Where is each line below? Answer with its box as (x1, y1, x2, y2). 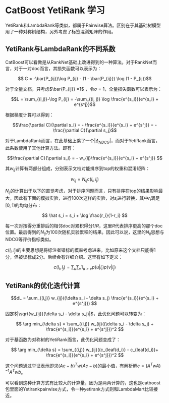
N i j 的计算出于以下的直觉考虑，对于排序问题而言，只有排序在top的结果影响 (5, 188, 159, 195)
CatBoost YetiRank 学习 (5, 5, 105, 16)
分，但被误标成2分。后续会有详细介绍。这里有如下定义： (5, 254, 123, 260)
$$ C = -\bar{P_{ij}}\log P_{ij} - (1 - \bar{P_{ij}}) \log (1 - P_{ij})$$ (17, 75, 152, 81)
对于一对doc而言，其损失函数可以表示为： (14, 65, 102, 71)
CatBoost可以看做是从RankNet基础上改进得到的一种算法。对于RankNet (5, 59, 153, 65)
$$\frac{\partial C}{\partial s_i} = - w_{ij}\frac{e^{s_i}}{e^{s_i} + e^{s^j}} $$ (7, 155, 163, 161)
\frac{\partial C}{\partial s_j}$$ (52, 127, 117, 133)
